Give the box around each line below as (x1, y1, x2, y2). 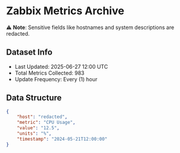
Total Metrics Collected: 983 (14, 69, 85, 76)
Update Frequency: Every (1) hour (14, 75, 98, 82)
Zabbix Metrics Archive (6, 4, 125, 18)
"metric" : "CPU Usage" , (17, 120, 76, 126)
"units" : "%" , (17, 130, 52, 137)
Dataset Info (6, 47, 53, 58)
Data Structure (6, 93, 62, 103)
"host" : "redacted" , (17, 114, 68, 120)
